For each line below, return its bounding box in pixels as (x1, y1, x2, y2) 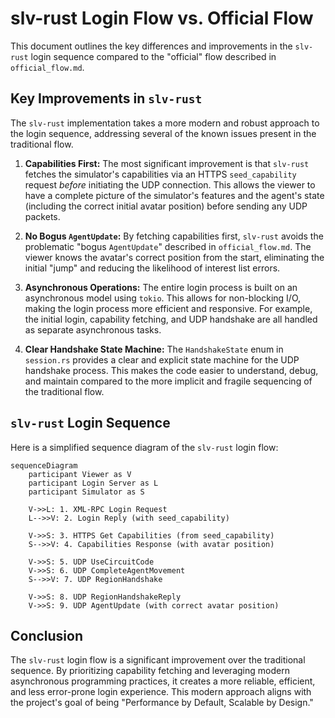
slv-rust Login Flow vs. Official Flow (10, 7, 314, 30)
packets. (24, 210, 61, 222)
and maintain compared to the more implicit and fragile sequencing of (24, 375, 313, 387)
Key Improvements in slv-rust (10, 90, 203, 107)
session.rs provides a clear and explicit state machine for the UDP (24, 353, 300, 366)
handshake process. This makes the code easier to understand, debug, (24, 364, 319, 376)
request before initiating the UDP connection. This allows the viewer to (24, 178, 316, 191)
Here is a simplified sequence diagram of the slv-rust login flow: (10, 441, 279, 453)
